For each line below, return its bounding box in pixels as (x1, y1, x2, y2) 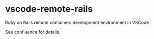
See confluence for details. (5, 29, 61, 35)
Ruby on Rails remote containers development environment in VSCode (5, 19, 149, 25)
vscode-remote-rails (5, 3, 93, 15)
